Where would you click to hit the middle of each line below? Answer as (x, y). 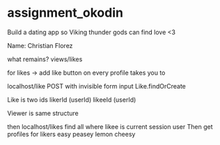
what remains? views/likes (45, 59)
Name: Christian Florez (40, 45)
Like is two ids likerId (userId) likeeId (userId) (72, 100)
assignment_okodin (65, 13)
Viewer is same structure (43, 113)
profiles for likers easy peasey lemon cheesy (71, 134)
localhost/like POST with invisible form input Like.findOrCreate (97, 86)
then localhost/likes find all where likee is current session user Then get (110, 126)
